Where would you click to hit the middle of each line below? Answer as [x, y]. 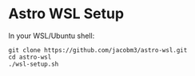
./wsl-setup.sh [34, 64]
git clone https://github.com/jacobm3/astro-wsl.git [98, 50]
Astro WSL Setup [66, 14]
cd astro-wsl [30, 57]
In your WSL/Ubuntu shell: [52, 36]
